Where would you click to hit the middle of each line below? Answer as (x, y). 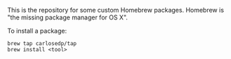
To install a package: (37, 31)
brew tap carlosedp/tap (42, 44)
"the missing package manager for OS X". (68, 17)
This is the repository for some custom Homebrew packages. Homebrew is (116, 10)
